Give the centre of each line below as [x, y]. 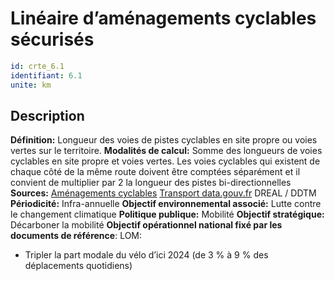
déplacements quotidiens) [78, 266]
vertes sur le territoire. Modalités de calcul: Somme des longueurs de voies [166, 151]
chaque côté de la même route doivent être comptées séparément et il [155, 172]
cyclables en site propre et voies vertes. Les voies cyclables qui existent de [165, 161]
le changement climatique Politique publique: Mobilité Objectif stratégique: [167, 214]
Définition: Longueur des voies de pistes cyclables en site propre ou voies [164, 140]
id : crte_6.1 [37, 66]
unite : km [31, 85]
